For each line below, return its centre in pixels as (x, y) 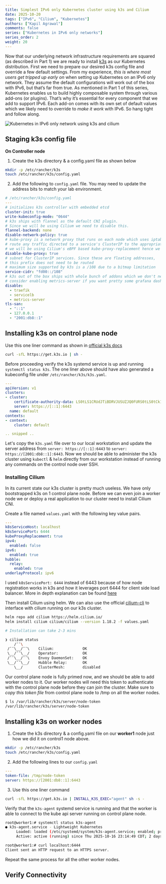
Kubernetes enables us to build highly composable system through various (81, 93)
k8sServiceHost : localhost (33, 527)
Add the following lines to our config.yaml (55, 762)
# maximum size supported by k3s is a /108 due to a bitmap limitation (80, 267)
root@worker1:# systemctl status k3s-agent (51, 823)
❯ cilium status (22, 640)
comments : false (22, 28)
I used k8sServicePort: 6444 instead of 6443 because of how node (74, 583)
